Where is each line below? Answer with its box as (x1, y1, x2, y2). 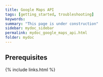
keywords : (5, 16, 26, 21)
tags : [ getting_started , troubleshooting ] (5, 12, 94, 17)
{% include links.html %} (5, 67, 55, 73)
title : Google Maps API (5, 7, 54, 12)
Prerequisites (5, 53, 48, 62)
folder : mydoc (5, 35, 35, 40)
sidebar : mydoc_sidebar (5, 26, 54, 31)
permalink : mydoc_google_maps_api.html (5, 30, 88, 35)
